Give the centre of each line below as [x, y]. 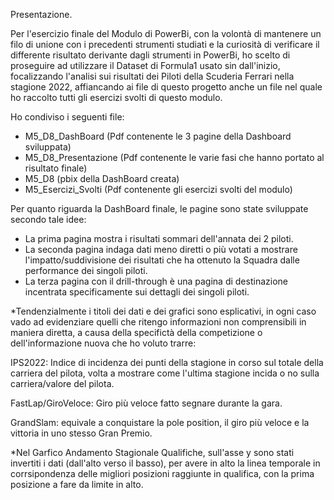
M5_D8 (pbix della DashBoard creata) [102, 178]
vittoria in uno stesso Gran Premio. [81, 433]
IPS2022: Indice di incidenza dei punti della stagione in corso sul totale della [167, 362]
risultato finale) [56, 168]
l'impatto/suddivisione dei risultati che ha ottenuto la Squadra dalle [162, 260]
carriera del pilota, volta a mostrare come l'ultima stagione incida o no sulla [165, 373]
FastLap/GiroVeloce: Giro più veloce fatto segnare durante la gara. [146, 403]
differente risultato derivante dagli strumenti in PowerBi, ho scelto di [150, 55]
